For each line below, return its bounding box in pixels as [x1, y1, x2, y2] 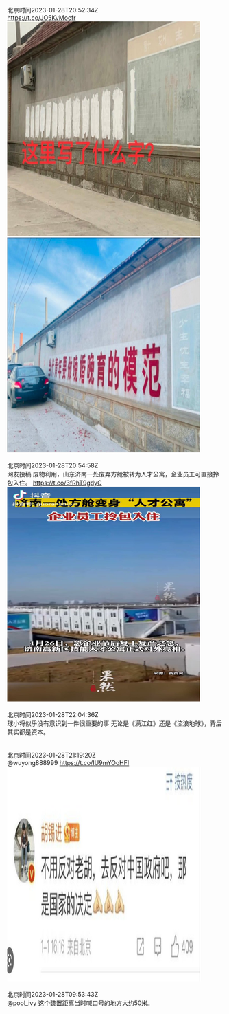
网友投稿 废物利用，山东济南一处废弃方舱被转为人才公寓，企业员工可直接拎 [7, 470, 219, 478]
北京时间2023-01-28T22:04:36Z [7, 711, 99, 718]
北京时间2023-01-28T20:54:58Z [7, 461, 99, 470]
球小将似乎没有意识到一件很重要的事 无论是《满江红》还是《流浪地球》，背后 [7, 719, 222, 727]
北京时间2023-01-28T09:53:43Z [7, 991, 99, 998]
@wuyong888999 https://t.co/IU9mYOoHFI [7, 759, 130, 767]
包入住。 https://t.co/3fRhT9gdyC [7, 478, 102, 487]
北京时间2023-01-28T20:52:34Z [7, 6, 99, 14]
